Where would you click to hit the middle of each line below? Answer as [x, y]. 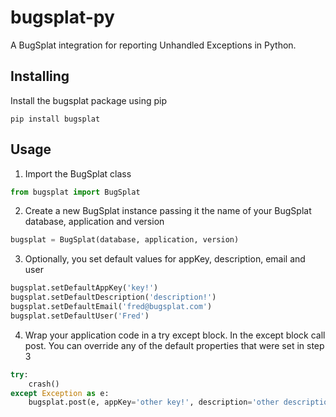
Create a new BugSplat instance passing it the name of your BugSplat [168, 211]
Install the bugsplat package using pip [88, 100]
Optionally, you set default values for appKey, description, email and [165, 259]
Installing [40, 76]
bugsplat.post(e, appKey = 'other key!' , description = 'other [154, 402]
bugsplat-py [62, 17]
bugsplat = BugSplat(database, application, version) [125, 240]
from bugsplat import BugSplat [75, 192]
